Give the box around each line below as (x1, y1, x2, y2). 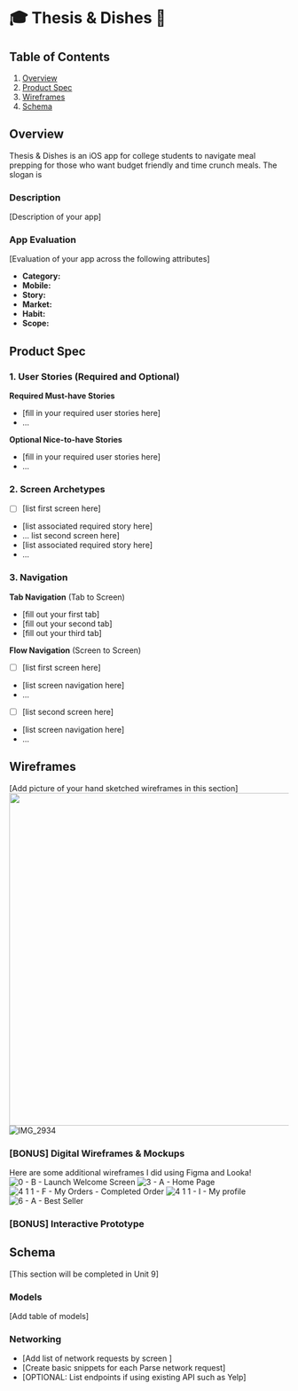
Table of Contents (9, 49, 111, 64)
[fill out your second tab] (21, 618, 113, 629)
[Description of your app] (9, 211, 102, 223)
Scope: (21, 318, 50, 329)
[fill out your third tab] (21, 627, 102, 638)
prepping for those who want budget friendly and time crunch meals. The (9, 160, 278, 170)
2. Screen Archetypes (9, 483, 106, 496)
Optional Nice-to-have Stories (9, 435, 122, 445)
